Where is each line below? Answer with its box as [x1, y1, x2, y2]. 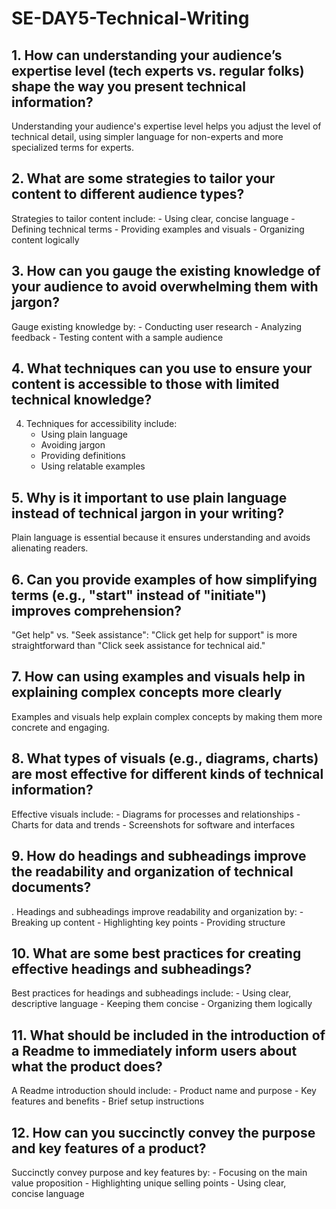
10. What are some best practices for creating [11, 945, 302, 962]
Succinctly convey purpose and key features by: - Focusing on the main [11, 1166, 308, 1178]
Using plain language [40, 428, 129, 441]
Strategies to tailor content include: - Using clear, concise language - [11, 212, 296, 224]
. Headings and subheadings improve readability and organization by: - [11, 905, 304, 917]
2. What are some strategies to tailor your [11, 170, 276, 187]
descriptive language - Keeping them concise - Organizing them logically [11, 998, 313, 1010]
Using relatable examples [40, 460, 146, 472]
